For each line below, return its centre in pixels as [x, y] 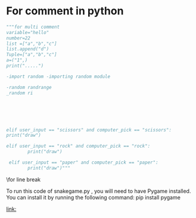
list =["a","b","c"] [32, 44]
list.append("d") [28, 49]
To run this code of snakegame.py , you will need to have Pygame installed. [99, 191]
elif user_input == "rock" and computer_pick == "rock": [78, 146]
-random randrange [29, 87]
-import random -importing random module [58, 76]
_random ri [20, 93]
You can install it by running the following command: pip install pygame [93, 197]
